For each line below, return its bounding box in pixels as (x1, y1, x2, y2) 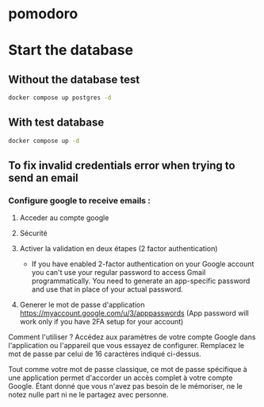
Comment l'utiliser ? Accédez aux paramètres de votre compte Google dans (8, 332, 256, 342)
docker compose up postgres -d (8, 94, 112, 102)
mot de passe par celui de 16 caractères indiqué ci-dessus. (8, 349, 202, 359)
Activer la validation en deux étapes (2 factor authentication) (19, 244, 218, 254)
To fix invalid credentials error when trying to (8, 159, 235, 172)
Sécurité (19, 228, 48, 238)
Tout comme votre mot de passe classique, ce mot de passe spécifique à (8, 365, 247, 374)
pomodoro (8, 5, 78, 23)
